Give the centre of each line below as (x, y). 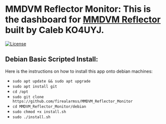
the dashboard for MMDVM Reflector (83, 20)
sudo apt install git (35, 86)
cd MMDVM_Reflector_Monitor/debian (49, 106)
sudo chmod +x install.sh (39, 112)
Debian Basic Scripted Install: (52, 60)
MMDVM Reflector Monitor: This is (78, 9)
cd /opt (20, 92)
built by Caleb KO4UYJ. (55, 30)
